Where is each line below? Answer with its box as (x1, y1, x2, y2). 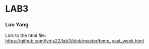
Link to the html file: (5, 32, 46, 38)
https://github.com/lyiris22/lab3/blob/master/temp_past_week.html (5, 38, 144, 44)
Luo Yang (5, 21, 29, 28)
